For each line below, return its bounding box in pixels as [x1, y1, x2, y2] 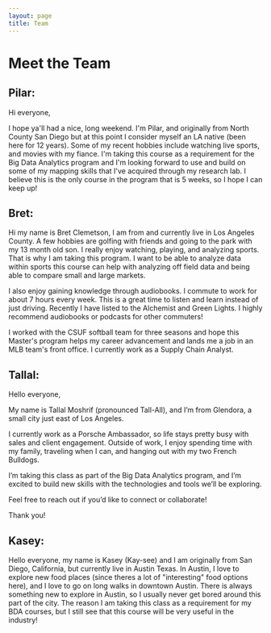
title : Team [8, 19, 48, 27]
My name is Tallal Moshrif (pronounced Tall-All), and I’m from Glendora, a [8, 405, 252, 415]
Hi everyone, [8, 107, 51, 117]
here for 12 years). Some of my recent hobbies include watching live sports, [8, 140, 260, 150]
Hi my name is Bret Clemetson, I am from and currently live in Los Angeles [8, 227, 255, 238]
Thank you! [8, 510, 46, 520]
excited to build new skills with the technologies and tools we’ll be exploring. [8, 479, 262, 489]
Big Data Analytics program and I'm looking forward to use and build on [8, 157, 246, 167]
